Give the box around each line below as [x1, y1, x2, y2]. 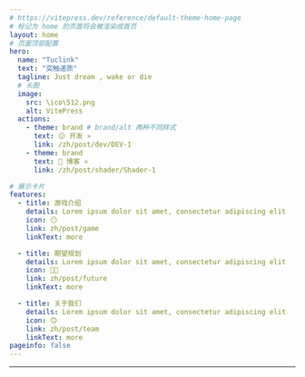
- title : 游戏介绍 [17, 199, 82, 208]
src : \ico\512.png [25, 97, 95, 107]
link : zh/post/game [25, 223, 100, 233]
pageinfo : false [9, 342, 71, 351]
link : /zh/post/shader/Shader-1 [33, 165, 156, 174]
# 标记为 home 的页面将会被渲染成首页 [9, 22, 137, 31]
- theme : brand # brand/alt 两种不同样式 [25, 124, 177, 133]
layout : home [9, 30, 59, 39]
